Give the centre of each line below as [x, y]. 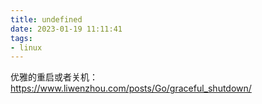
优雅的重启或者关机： [54, 77]
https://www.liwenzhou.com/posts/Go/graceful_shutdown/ [131, 88]
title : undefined [46, 19]
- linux [26, 47]
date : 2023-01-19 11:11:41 [66, 29]
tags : [21, 38]
